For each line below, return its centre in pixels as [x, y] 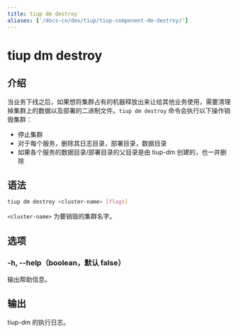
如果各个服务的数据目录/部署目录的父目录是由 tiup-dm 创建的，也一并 [119, 152]
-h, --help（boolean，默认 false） [66, 262]
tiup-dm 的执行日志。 [39, 322]
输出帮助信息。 [29, 279]
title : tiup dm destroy [42, 14]
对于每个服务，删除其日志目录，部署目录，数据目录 [92, 143]
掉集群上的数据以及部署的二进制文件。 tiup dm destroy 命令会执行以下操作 [116, 110]
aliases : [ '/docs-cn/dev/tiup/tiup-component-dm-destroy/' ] [98, 21]
